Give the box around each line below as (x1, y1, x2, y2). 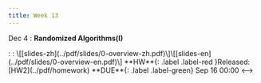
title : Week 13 (8, 11, 59, 20)
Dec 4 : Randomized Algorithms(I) (8, 33, 124, 43)
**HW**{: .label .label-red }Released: (124, 57, 251, 66)
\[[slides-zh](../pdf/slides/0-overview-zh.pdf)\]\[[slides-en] (15, 48, 212, 58)
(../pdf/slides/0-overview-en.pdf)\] (8, 57, 123, 66)
